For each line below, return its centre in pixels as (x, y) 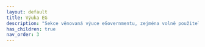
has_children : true (31, 29)
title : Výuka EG (27, 18)
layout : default (27, 12)
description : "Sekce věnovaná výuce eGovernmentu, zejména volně (91, 23)
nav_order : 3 (23, 35)
